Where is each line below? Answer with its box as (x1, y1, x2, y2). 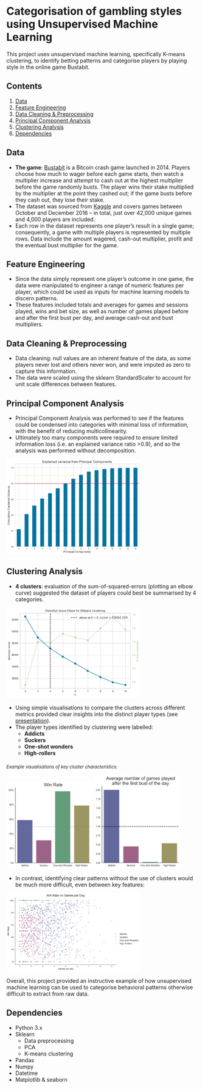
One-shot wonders (24, 743, 74, 750)
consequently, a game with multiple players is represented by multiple (15, 228, 190, 236)
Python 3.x (15, 1024, 43, 1031)
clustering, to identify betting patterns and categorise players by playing (6, 57, 187, 64)
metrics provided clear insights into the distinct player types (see (15, 711, 178, 718)
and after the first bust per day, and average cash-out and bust (15, 314, 173, 322)
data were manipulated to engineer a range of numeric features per (15, 282, 184, 289)
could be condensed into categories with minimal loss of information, (15, 421, 189, 428)
